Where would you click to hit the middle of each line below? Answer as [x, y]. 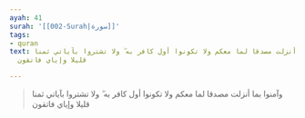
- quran [24, 43]
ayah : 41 [26, 18]
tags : [20, 34]
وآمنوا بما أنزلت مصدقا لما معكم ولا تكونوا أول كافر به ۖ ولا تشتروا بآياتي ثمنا [157, 93]
